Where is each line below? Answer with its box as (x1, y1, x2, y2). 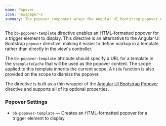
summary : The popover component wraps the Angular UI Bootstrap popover (5, 16, 158, 21)
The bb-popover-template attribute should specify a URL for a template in (5, 56, 154, 62)
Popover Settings (5, 99, 48, 106)
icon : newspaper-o (5, 12, 43, 17)
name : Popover (5, 7, 35, 12)
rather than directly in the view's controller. (5, 46, 93, 52)
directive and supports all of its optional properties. (5, 86, 109, 92)
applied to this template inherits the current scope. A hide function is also (5, 66, 155, 72)
